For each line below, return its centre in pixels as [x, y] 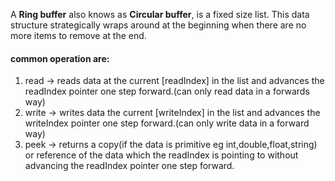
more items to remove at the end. [78, 35]
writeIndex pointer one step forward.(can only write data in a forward [167, 123]
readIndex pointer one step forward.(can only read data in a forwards [167, 91]
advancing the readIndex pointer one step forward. [129, 166]
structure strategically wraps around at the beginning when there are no [158, 25]
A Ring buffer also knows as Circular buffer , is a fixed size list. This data [160, 14]
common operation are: [60, 58]
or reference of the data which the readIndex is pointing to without [161, 155]
